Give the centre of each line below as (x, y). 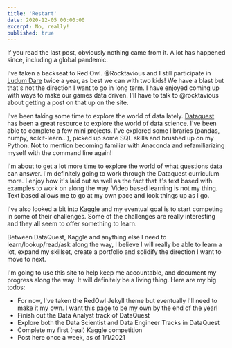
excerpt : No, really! (38, 26)
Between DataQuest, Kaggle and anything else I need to (87, 237)
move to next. (27, 259)
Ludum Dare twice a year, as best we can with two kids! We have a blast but (116, 81)
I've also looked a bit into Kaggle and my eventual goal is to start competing (115, 209)
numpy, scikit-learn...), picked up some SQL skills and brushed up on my (110, 138)
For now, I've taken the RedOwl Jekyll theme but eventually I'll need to (117, 301)
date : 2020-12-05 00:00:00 (46, 20)
